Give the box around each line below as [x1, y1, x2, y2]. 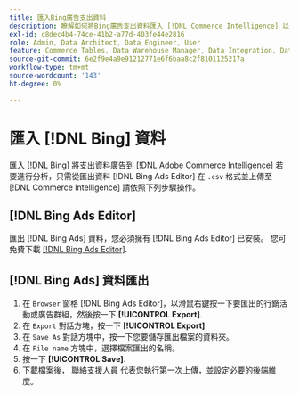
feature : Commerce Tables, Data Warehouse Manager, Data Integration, [9, 46, 277, 55]
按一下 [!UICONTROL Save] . [21, 354, 126, 365]
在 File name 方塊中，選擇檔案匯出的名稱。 [21, 342, 181, 353]
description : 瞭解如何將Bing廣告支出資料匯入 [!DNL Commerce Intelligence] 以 [9, 21, 289, 30]
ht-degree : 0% [9, 79, 62, 88]
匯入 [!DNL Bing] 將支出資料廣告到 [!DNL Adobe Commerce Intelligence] [9, 160, 274, 170]
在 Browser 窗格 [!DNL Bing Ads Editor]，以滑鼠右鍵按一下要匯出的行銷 [21, 298, 280, 309]
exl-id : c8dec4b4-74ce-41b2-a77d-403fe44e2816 [9, 29, 185, 38]
